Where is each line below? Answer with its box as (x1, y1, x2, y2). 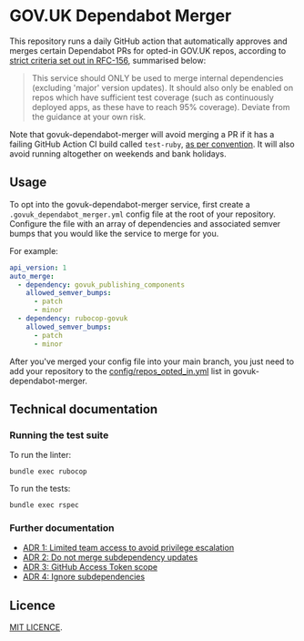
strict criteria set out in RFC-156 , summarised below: (9, 55, 207, 66)
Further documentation (9, 522, 115, 534)
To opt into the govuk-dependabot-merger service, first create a (9, 198, 250, 209)
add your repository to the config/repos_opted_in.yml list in (9, 365, 231, 376)
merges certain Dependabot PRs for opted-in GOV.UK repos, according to (9, 45, 287, 56)
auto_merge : (9, 271, 55, 280)
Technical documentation (9, 402, 158, 417)
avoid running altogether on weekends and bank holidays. (9, 148, 228, 159)
